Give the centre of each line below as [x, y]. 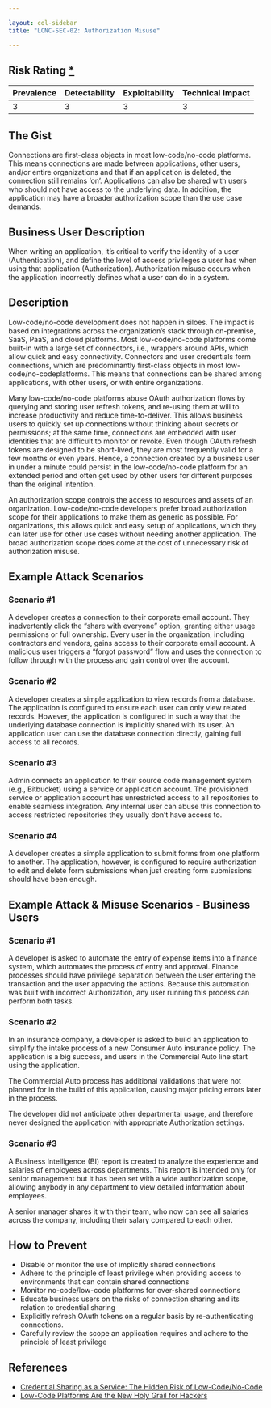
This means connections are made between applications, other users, [124, 163]
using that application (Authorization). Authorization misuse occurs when [130, 269]
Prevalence [35, 93]
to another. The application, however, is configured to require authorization [133, 862]
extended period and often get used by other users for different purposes [130, 475]
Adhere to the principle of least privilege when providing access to [131, 1273]
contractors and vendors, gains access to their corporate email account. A [132, 643]
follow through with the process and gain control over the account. [119, 660]
